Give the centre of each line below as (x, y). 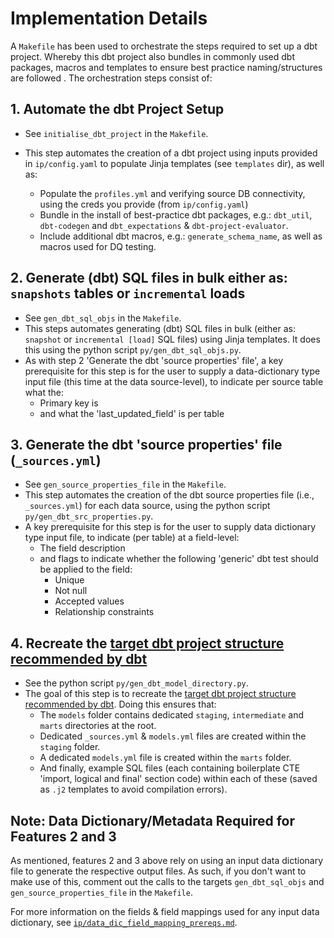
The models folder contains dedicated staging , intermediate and (172, 715)
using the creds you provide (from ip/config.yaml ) (144, 204)
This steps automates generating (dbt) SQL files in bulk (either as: (160, 328)
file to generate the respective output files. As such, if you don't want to (158, 871)
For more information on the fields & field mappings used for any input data (165, 911)
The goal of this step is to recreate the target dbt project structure (160, 694)
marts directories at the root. (98, 726)
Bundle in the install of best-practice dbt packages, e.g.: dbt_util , (176, 214)
